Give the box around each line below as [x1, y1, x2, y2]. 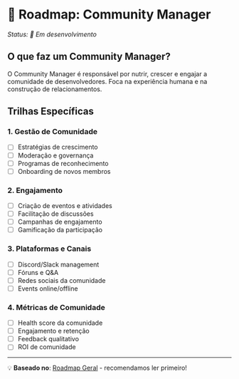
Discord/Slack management [17, 260, 100, 269]
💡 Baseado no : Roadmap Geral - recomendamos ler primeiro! [7, 363, 187, 373]
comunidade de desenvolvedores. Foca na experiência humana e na [7, 77, 208, 85]
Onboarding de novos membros [17, 167, 111, 175]
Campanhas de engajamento [17, 217, 102, 227]
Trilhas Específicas [7, 105, 94, 118]
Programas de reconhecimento [17, 159, 109, 167]
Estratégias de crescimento [17, 142, 98, 152]
